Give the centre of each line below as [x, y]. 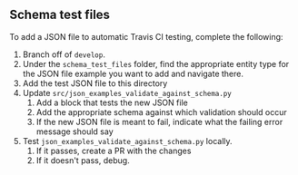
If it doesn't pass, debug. [83, 160]
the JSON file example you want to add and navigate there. [133, 73]
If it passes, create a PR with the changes [114, 151]
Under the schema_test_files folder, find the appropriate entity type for [156, 63]
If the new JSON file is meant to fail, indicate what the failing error [159, 122]
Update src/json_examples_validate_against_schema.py [127, 92]
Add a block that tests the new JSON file [112, 102]
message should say [74, 131]
